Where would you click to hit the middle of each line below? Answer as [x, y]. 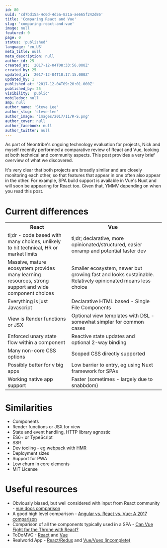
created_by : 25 [21, 70]
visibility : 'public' [28, 93]
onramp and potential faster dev [109, 251]
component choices [31, 293]
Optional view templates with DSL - [113, 316]
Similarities [29, 408]
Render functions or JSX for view [46, 427]
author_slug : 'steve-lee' [32, 112]
